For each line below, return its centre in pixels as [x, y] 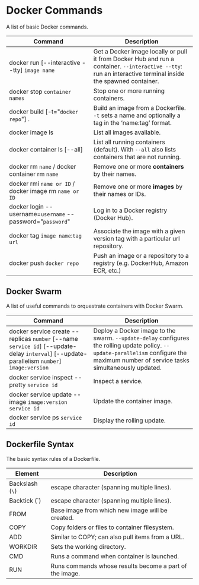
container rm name [34, 174]
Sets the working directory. [88, 546]
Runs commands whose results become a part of [119, 566]
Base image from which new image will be [109, 510]
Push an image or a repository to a [141, 255]
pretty [17, 385]
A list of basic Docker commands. [47, 27]
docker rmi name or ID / [42, 184]
